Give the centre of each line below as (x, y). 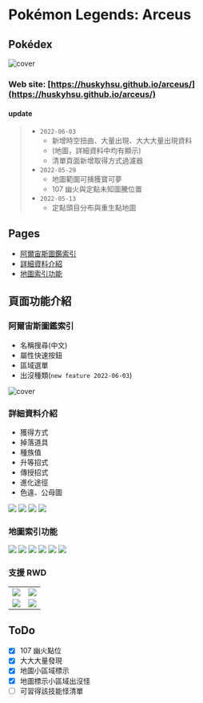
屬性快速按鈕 (41, 355)
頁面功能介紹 (40, 301)
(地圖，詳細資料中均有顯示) (96, 151)
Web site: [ (30, 84)
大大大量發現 (41, 661)
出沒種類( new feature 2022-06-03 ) (76, 375)
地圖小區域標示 (44, 671)
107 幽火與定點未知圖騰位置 (97, 189)
